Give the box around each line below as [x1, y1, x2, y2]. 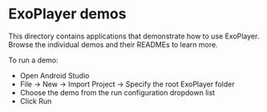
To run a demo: [8, 55, 59, 65]
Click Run [19, 96, 52, 106]
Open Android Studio [19, 70, 90, 80]
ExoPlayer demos [8, 5, 127, 23]
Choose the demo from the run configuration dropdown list [19, 87, 215, 97]
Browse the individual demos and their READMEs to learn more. [8, 39, 218, 49]
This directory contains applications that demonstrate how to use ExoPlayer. [8, 31, 260, 41]
